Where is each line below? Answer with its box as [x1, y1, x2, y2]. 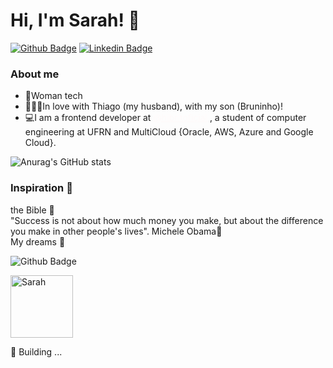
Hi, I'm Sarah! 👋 [10, 9, 140, 32]
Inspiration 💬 [10, 181, 73, 195]
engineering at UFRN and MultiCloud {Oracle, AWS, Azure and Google [24, 126, 314, 138]
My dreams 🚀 [10, 235, 66, 248]
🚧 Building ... [10, 345, 63, 358]
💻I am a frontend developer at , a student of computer [24, 112, 307, 124]
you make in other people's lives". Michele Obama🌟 [10, 225, 223, 237]
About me [10, 67, 60, 81]
